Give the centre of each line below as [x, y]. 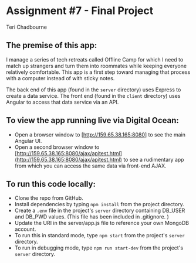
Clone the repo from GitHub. [49, 198]
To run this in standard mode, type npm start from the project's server [99, 235]
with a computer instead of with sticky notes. [60, 78]
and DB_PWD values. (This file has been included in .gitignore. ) [92, 217]
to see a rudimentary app [153, 159]
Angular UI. [28, 141]
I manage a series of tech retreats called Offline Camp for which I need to [95, 59]
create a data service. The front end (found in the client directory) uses [93, 95]
